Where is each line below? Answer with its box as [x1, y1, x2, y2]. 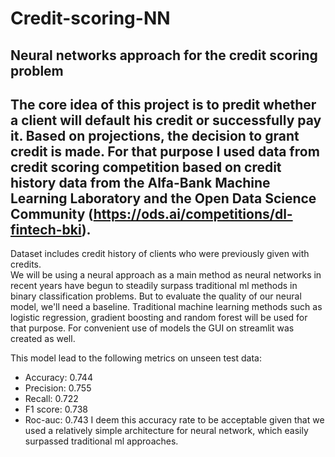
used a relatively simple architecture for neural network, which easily [24, 425, 309, 437]
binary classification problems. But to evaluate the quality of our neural [10, 290, 302, 302]
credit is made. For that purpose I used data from [10, 143, 320, 160]
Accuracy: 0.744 [24, 372, 93, 384]
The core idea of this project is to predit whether [10, 96, 317, 113]
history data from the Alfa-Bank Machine [10, 174, 271, 191]
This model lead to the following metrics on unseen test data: [10, 352, 262, 364]
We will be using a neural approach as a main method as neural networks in [10, 269, 322, 281]
